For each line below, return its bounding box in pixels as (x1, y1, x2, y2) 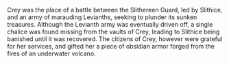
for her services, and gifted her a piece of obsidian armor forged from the (7, 42, 215, 50)
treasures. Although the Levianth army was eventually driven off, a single (7, 21, 213, 28)
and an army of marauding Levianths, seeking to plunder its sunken (7, 13, 197, 21)
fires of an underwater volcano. (7, 49, 96, 58)
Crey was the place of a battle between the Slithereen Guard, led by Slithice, (7, 6, 223, 14)
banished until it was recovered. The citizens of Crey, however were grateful (7, 35, 223, 43)
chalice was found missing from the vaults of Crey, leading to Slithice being (7, 27, 220, 36)
